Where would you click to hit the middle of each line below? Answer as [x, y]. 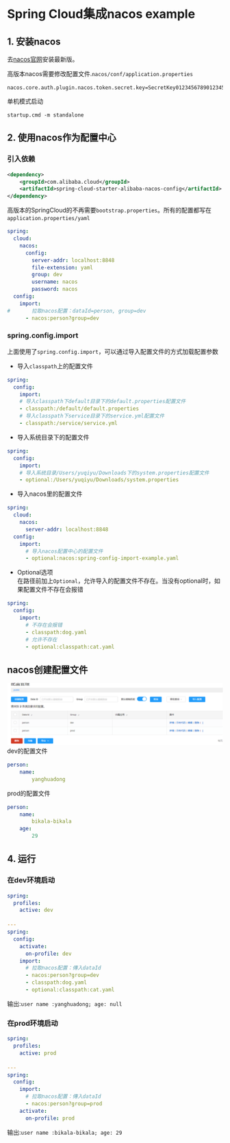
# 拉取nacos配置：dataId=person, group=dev [77, 311]
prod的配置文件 [29, 793]
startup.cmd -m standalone [46, 115]
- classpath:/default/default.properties [79, 409]
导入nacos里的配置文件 [50, 494]
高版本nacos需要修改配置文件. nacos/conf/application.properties [100, 74]
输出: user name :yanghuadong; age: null [65, 1003]
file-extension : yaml [63, 267]
